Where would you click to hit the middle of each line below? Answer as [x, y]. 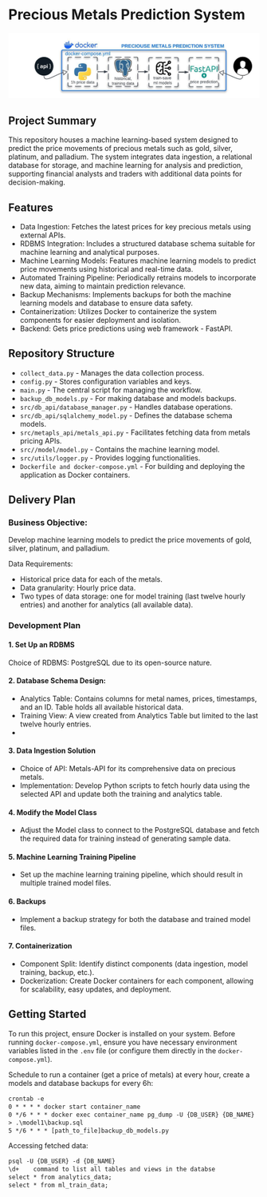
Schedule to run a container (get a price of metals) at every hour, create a [129, 1074]
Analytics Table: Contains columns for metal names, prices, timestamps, [138, 698]
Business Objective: [48, 523]
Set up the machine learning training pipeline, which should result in [131, 875]
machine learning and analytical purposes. [90, 252]
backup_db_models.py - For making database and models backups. [128, 398]
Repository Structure [62, 354]
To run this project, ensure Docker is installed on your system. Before [122, 1033]
